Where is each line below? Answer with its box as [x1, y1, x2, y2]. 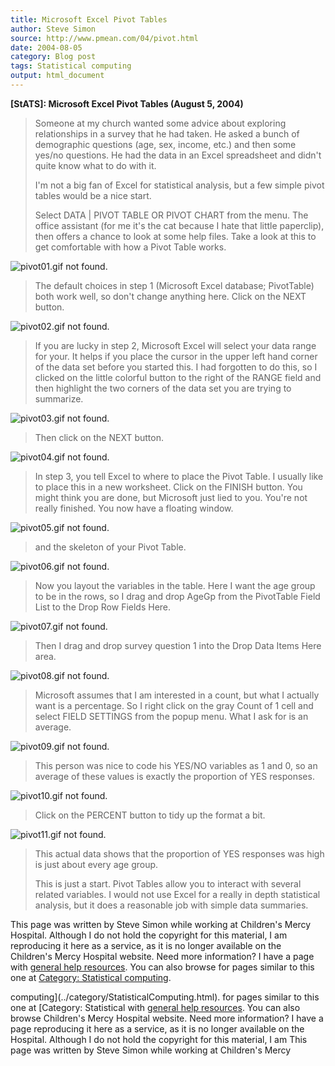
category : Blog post [10, 52, 97, 62]
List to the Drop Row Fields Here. [34, 601, 172, 613]
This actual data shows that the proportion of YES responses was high [34, 847, 325, 860]
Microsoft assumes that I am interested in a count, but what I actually [34, 689, 320, 701]
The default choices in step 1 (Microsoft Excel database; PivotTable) [34, 279, 315, 291]
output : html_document [10, 71, 105, 81]
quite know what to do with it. [34, 159, 157, 171]
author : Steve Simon [10, 24, 97, 34]
